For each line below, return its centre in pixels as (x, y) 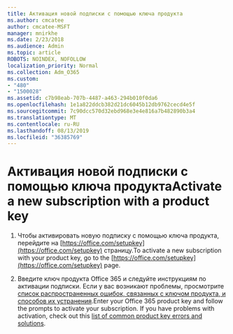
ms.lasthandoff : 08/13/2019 (48, 131)
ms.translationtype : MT (42, 117)
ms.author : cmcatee (36, 20)
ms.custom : (23, 79)
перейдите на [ (40, 243)
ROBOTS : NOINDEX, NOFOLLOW (47, 59)
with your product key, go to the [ (65, 258)
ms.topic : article (34, 53)
